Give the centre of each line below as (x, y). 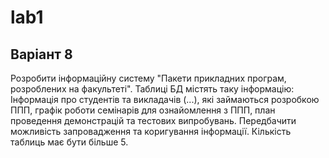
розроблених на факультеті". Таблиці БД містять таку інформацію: (152, 89)
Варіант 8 (41, 54)
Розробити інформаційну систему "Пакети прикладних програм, (148, 78)
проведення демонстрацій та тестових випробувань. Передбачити (153, 120)
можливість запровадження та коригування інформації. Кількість (151, 131)
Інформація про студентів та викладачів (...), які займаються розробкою (165, 99)
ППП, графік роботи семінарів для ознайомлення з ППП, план (143, 110)
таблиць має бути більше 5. (69, 142)
